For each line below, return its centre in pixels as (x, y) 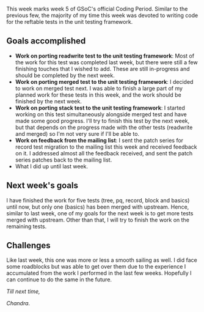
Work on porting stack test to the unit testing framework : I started (100, 108)
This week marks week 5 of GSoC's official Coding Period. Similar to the (97, 9)
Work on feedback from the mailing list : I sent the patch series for (99, 140)
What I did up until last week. (52, 166)
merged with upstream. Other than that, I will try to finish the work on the (98, 220)
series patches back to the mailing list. (64, 160)
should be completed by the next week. (65, 75)
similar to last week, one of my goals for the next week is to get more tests (100, 213)
